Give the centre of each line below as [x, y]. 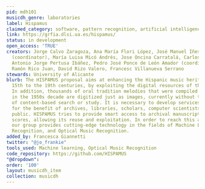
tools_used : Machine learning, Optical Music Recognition [81, 148]
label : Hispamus [27, 23]
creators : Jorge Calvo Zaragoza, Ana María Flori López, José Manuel [97, 52]
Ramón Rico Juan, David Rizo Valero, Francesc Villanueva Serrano [98, 69]
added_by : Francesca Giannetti [46, 137]
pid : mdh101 [21, 12]
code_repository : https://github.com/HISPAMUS [67, 154]
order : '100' [23, 165]
